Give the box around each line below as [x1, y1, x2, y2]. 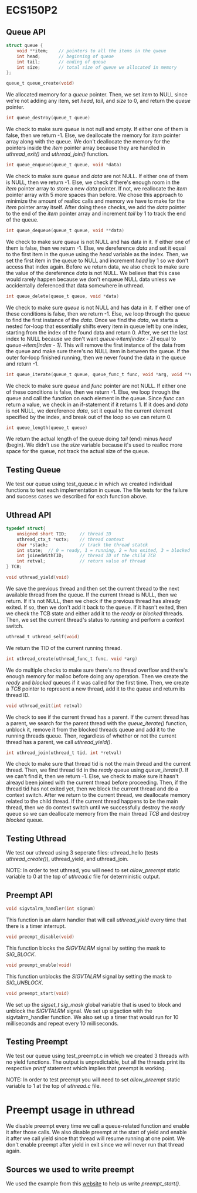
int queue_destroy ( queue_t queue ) [6, 115, 91, 121]
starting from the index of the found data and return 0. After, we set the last [6, 329, 188, 336]
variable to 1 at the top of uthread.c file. [6, 1083, 101, 1090]
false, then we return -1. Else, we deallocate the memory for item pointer [6, 132, 181, 139]
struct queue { [6, 42, 43, 48]
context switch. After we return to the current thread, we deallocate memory [6, 792, 191, 799]
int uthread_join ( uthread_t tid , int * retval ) [6, 750, 122, 756]
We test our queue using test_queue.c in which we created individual [6, 480, 172, 488]
